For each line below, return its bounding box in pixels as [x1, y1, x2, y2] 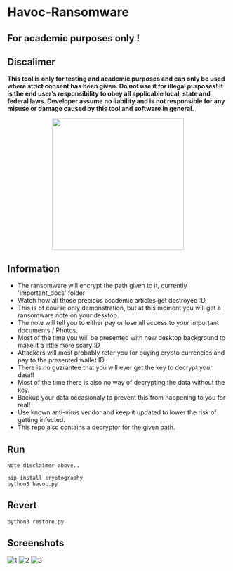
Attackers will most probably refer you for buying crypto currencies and [17, 348, 225, 357]
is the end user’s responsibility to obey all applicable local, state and [7, 89, 211, 98]
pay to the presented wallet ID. [17, 356, 107, 365]
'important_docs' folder [17, 289, 86, 297]
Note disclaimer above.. [7, 462, 80, 469]
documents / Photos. [17, 326, 79, 334]
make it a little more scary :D [17, 341, 100, 350]
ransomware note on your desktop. [17, 311, 119, 320]
